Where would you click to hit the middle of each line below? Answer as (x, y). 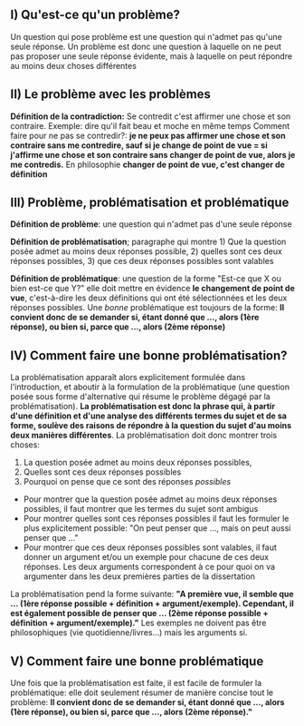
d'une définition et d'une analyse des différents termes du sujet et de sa (149, 416)
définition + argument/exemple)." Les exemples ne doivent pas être (138, 623)
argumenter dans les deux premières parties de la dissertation (139, 576)
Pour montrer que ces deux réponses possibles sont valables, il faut (150, 547)
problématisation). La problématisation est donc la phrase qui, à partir (142, 407)
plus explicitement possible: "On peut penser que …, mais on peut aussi (157, 528)
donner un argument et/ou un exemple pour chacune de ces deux (146, 557)
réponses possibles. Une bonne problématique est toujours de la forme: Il (147, 308)
